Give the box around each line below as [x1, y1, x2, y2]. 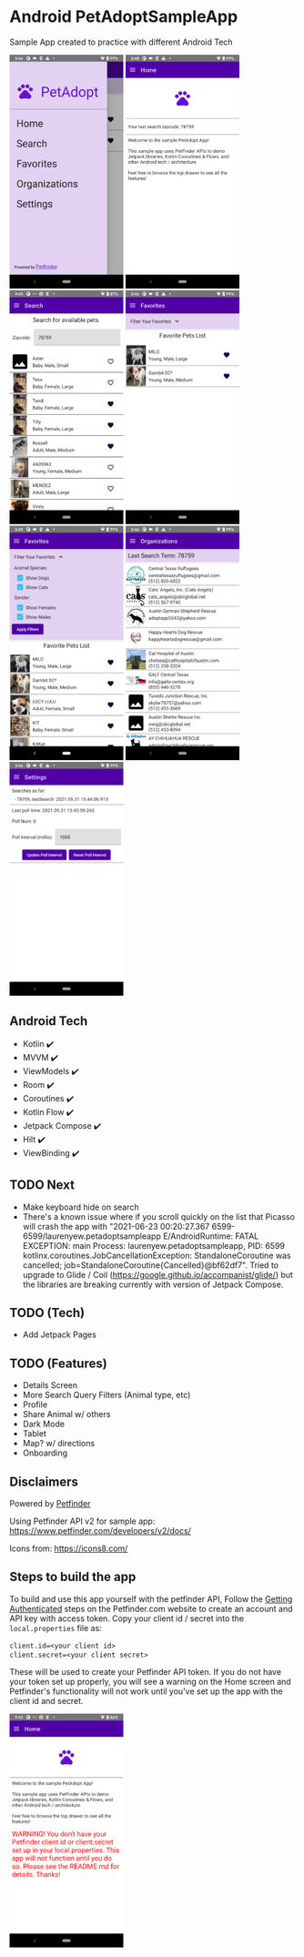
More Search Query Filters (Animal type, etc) [22, 1390, 191, 1401]
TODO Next [9, 1177, 76, 1193]
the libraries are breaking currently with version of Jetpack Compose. [22, 1279, 284, 1290]
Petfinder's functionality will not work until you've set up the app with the [9, 1686, 284, 1697]
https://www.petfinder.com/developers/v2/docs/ [9, 1525, 191, 1536]
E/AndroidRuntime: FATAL [162, 1231, 259, 1242]
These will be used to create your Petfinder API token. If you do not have [9, 1666, 282, 1677]
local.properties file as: [9, 1622, 102, 1633]
